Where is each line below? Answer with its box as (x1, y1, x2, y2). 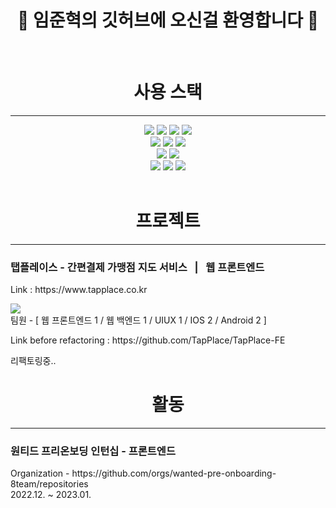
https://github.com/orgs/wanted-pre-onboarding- (71, 467, 277, 480)
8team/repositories (10, 478, 89, 490)
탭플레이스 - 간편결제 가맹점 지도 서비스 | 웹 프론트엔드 (10, 260, 265, 274)
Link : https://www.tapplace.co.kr (10, 284, 148, 296)
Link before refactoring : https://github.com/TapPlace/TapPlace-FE (10, 334, 286, 346)
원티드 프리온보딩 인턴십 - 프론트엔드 (10, 444, 176, 458)
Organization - (10, 467, 70, 480)
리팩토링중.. (10, 355, 57, 367)
